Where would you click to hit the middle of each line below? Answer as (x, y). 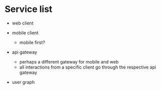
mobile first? (32, 42)
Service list (29, 9)
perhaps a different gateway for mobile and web (69, 61)
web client (22, 23)
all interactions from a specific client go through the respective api (87, 67)
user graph (23, 82)
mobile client (25, 32)
